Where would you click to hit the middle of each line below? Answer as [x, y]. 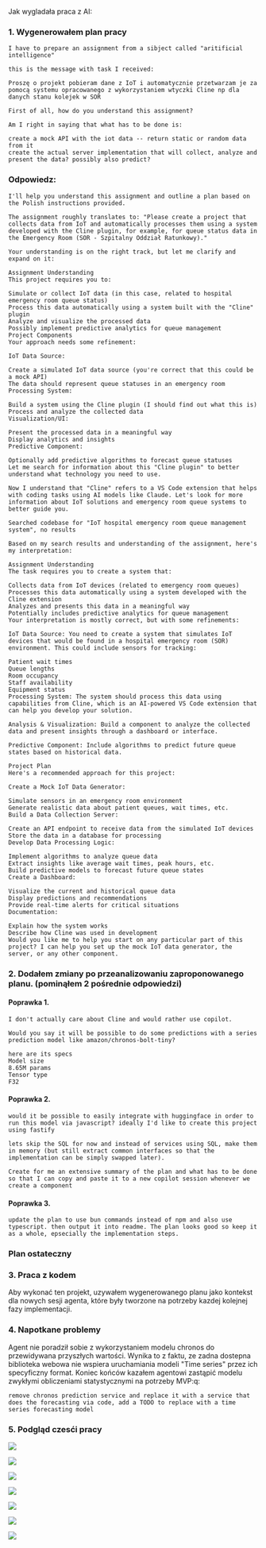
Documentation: [33, 912]
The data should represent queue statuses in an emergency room [117, 384]
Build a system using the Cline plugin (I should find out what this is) [133, 404]
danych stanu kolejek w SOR [55, 97]
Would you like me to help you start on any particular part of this [126, 940]
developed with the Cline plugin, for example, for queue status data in [133, 231]
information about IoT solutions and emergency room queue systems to [127, 502]
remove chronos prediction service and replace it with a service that [129, 1396]
